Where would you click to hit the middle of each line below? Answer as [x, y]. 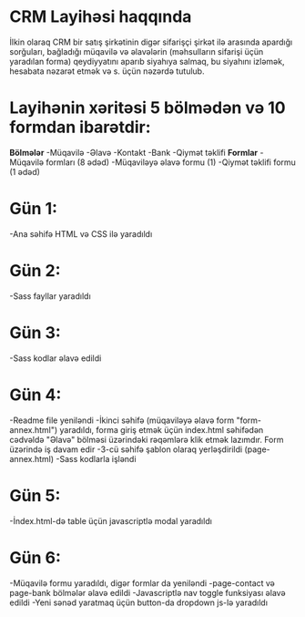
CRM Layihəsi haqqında [101, 17]
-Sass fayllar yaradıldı [50, 296]
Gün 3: [35, 332]
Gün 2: [35, 271]
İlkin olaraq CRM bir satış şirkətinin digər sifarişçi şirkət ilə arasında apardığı [151, 42]
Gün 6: [36, 557]
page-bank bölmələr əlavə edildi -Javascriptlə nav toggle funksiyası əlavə [147, 592]
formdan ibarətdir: [80, 127]
